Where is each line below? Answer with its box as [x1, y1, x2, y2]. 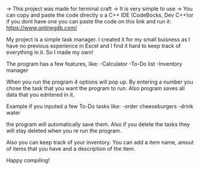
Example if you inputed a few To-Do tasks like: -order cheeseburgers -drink [6, 103, 193, 110]
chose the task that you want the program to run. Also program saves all [6, 85, 185, 92]
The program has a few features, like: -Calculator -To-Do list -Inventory [6, 60, 183, 67]
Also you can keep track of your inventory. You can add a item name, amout [6, 139, 194, 146]
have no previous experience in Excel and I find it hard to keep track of [6, 42, 181, 49]
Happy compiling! [6, 157, 50, 164]
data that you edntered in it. [6, 91, 75, 98]
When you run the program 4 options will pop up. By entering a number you [6, 78, 193, 85]
